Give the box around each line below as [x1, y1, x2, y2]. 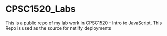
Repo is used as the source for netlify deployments [5, 25, 111, 31]
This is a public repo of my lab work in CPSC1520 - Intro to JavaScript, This [5, 20, 162, 26]
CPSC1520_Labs [5, 3, 76, 15]
